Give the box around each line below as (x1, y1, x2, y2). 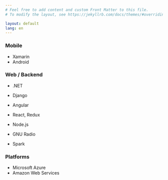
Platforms (5, 153, 30, 160)
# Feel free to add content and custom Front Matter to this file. (5, 7, 149, 12)
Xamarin (12, 53, 30, 59)
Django (12, 92, 27, 98)
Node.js (12, 121, 29, 127)
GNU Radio (12, 131, 36, 137)
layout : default (5, 21, 39, 26)
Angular (12, 102, 29, 108)
